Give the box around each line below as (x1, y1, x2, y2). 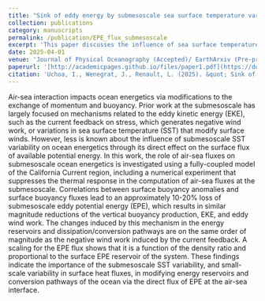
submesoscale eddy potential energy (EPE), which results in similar (8, 201, 226, 210)
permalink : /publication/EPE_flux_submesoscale (8, 33, 168, 42)
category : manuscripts (8, 26, 83, 34)
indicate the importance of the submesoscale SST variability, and (8, 260, 220, 269)
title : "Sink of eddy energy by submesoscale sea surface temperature (8, 11, 245, 20)
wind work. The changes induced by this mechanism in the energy (8, 218, 225, 228)
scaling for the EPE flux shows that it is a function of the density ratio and (8, 243, 247, 253)
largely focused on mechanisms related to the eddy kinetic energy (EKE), (8, 108, 246, 119)
